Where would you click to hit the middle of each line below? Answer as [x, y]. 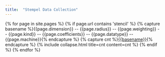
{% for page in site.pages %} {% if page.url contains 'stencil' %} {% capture [82, 24]
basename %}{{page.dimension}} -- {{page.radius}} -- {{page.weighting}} [81, 29]
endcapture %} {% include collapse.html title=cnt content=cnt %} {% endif [81, 44]
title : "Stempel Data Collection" [42, 10]
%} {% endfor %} [23, 50]
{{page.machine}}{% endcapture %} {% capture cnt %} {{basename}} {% [79, 39]
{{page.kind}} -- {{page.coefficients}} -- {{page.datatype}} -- [71, 34]
